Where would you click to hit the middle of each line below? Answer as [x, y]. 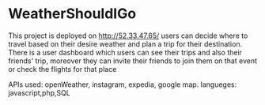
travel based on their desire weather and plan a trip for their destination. [125, 43]
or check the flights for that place [62, 69]
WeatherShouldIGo [72, 14]
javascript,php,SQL [40, 92]
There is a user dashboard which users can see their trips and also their [125, 52]
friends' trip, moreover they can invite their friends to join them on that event [133, 61]
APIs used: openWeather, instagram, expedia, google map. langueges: [123, 84]
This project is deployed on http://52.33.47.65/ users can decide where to [128, 36]
